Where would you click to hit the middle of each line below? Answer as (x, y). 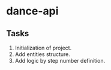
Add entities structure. (43, 54)
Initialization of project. (43, 48)
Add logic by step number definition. (60, 61)
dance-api (32, 11)
